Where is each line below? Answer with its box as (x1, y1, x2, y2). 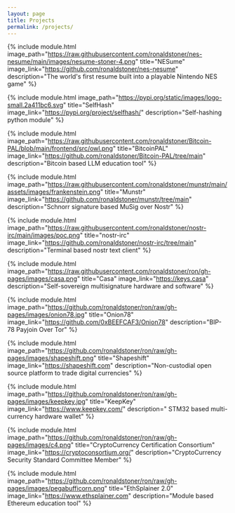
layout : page (7, 10, 46, 18)
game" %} (7, 80, 37, 88)
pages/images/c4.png (7, 441, 72, 449)
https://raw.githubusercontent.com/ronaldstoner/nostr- (48, 224, 207, 232)
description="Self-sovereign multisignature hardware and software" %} (7, 282, 214, 291)
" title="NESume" (135, 58, 186, 66)
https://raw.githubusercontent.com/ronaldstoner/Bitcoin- (48, 137, 212, 145)
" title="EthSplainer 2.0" (104, 484, 174, 493)
